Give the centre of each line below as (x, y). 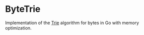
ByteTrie (23, 9)
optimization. (18, 28)
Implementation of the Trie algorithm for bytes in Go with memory (72, 23)
